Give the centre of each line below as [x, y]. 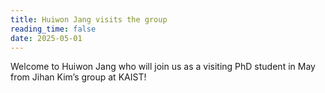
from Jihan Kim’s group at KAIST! [78, 77]
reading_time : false [53, 29]
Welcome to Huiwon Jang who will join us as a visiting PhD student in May [163, 67]
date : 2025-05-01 [46, 38]
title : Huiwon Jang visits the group [89, 19]
